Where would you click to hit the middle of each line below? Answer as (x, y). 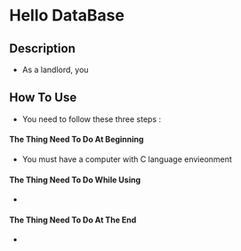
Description (42, 49)
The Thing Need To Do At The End (73, 220)
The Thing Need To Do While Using (75, 180)
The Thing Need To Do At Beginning (76, 140)
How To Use (43, 97)
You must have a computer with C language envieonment (127, 159)
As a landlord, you (55, 69)
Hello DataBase (67, 16)
